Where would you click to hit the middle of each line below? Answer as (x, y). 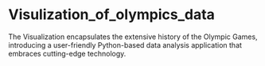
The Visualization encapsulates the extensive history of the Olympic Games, (133, 37)
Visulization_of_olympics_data (111, 15)
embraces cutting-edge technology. (67, 53)
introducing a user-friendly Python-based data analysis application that (125, 45)
